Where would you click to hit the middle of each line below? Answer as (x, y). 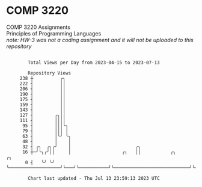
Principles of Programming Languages (54, 33)
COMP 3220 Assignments (38, 27)
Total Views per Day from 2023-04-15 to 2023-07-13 (94, 63)
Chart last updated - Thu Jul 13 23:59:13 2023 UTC (94, 178)
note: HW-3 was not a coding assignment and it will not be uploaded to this (100, 40)
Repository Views (49, 73)
